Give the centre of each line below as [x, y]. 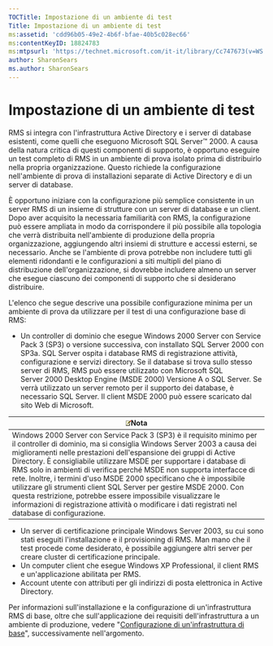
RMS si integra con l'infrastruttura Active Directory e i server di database [130, 132]
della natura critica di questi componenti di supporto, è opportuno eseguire [134, 150]
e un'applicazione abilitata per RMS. [80, 574]
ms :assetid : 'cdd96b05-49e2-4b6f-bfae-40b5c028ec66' [100, 34]
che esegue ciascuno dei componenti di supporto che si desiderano [122, 278]
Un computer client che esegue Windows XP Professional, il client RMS [139, 565]
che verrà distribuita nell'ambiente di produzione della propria [112, 235]
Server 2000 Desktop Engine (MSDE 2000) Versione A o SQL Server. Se [141, 379]
